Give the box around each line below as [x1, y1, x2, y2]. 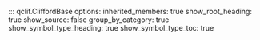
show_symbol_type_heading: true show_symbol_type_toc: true [8, 24, 214, 32]
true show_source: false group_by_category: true [8, 15, 170, 24]
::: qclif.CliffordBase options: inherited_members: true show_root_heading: [8, 7, 252, 16]
